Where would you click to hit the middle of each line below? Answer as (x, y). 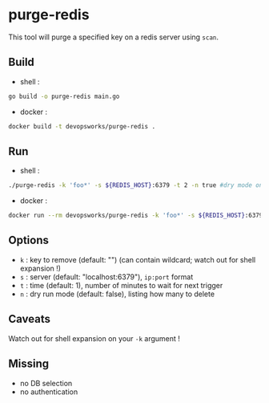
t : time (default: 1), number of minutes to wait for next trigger (121, 285)
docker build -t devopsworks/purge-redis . (82, 126)
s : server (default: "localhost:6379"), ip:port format (106, 277)
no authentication (49, 392)
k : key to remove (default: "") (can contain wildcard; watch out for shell (138, 259)
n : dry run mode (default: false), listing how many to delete (117, 294)
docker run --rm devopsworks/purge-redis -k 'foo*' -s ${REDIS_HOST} (127, 216)
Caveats (29, 319)
